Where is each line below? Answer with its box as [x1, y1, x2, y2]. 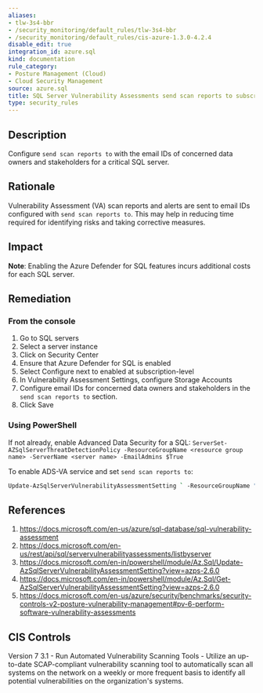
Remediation [8, 292, 72, 305]
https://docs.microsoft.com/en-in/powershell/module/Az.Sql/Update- [19, 558, 243, 567]
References [8, 503, 66, 516]
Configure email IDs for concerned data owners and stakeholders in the [19, 384, 250, 393]
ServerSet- [192, 439, 229, 447]
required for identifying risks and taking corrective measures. [8, 217, 206, 227]
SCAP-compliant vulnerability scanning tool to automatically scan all [34, 660, 254, 669]
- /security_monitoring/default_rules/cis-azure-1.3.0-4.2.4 [8, 33, 212, 42]
